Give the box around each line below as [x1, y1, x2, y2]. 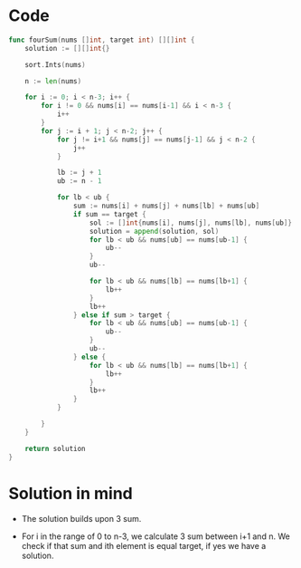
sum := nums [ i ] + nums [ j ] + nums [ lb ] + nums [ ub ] [72, 201, 260, 211]
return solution [24, 444, 87, 453]
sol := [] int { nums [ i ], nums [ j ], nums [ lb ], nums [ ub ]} [89, 218, 293, 227]
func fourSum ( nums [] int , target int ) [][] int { [8, 35, 195, 44]
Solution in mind [8, 483, 133, 504]
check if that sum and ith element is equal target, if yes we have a [21, 540, 267, 551]
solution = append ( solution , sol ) [89, 226, 220, 236]
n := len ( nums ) [24, 76, 82, 86]
